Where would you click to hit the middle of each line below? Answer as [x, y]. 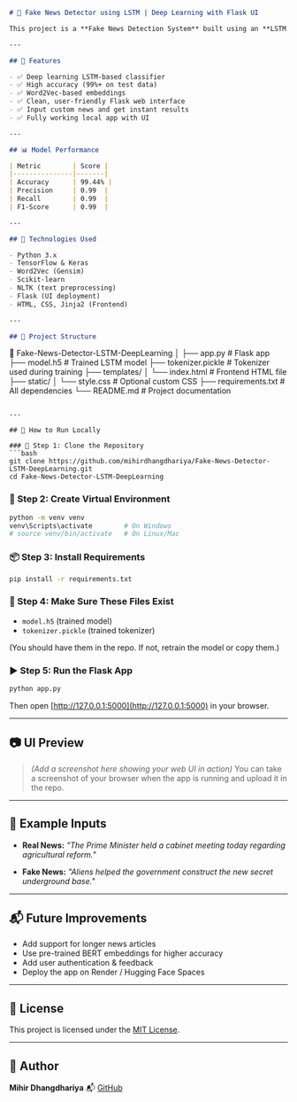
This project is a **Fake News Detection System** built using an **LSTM [148, 28]
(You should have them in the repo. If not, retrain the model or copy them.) [145, 648]
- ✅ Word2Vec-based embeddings [68, 93]
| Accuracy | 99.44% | [61, 182]
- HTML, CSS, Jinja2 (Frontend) [69, 304]
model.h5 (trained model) [67, 621]
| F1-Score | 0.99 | [59, 207]
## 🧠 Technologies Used [53, 239]
